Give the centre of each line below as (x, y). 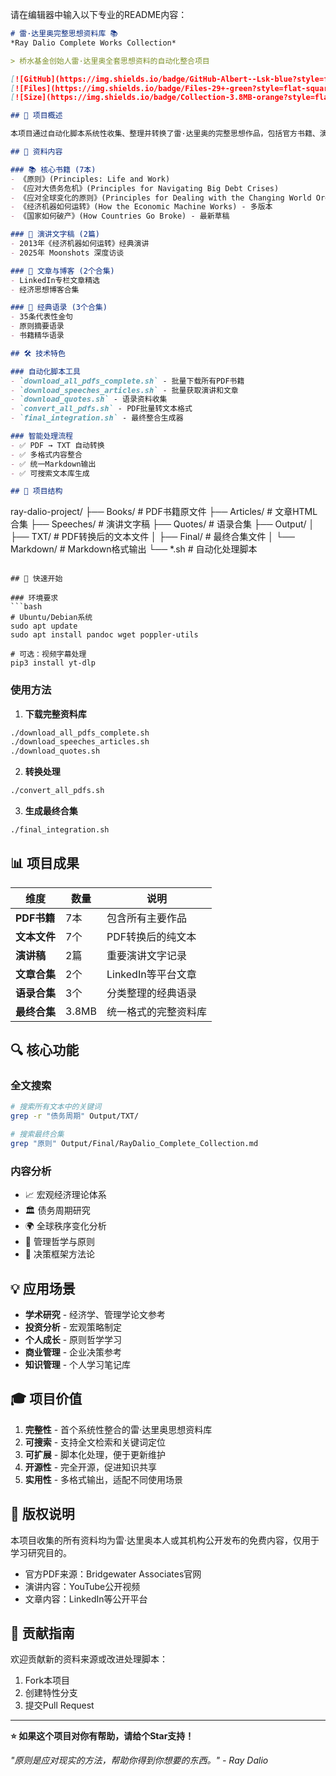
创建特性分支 (51, 1693)
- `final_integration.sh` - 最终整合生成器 (97, 418)
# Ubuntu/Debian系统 (51, 618)
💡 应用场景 (43, 1288)
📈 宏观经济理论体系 (65, 1195)
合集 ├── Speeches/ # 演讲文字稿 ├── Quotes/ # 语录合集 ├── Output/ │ (162, 524)
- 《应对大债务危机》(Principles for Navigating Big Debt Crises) (145, 188)
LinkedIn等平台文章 (151, 974)
